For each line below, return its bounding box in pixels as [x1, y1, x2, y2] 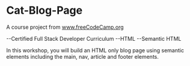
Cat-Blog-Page [6, 4, 83, 17]
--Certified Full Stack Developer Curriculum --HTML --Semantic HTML [6, 35, 182, 42]
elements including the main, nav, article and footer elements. [6, 53, 159, 60]
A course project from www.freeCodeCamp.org [6, 23, 124, 31]
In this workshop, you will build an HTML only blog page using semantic [6, 46, 185, 54]
